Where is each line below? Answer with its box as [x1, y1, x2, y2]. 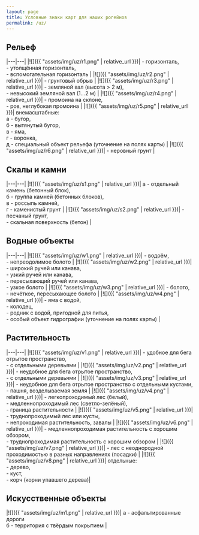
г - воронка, [6, 134, 37, 141]
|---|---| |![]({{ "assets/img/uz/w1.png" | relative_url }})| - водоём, [6, 252, 170, 259]
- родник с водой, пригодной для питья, [6, 309, 109, 316]
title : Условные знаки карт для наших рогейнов [6, 14, 128, 20]
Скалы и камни [6, 164, 67, 174]
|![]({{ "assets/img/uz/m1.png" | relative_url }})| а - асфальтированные [6, 509, 181, 516]
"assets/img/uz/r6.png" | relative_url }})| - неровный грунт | [6, 147, 155, 155]
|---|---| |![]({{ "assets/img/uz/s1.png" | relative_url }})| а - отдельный [6, 180, 179, 188]
